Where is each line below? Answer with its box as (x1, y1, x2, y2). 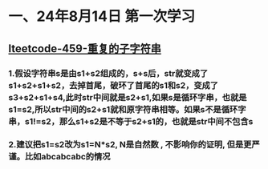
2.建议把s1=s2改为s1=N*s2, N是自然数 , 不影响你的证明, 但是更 (8, 139, 252, 151)
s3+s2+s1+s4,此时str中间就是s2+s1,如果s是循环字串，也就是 (8, 91, 247, 103)
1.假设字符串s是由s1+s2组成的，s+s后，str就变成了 (8, 67, 209, 78)
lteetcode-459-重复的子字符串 (8, 42, 162, 55)
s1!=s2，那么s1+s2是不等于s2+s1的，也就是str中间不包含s (24, 115, 254, 127)
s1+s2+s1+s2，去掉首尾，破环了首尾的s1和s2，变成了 (8, 79, 219, 91)
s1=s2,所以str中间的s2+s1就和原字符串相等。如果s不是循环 (8, 103, 238, 115)
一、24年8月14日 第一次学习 (8, 7, 195, 26)
